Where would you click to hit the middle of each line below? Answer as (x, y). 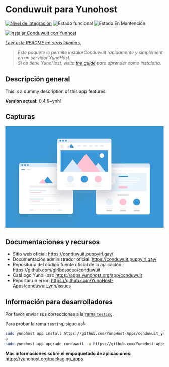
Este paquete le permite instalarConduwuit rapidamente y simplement (90, 52)
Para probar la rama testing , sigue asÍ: (45, 324)
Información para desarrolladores (59, 302)
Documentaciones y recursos (52, 242)
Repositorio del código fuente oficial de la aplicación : (68, 264)
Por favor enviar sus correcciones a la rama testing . (60, 314)
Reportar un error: (31, 280)
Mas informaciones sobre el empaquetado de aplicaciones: (68, 354)
